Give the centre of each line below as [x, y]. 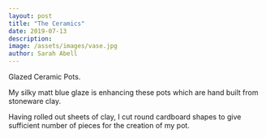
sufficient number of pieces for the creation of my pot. [99, 125]
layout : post [30, 16]
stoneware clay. [35, 101]
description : [30, 39]
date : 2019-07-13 [38, 31]
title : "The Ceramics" [47, 24]
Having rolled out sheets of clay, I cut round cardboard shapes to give [125, 117]
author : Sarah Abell [43, 54]
